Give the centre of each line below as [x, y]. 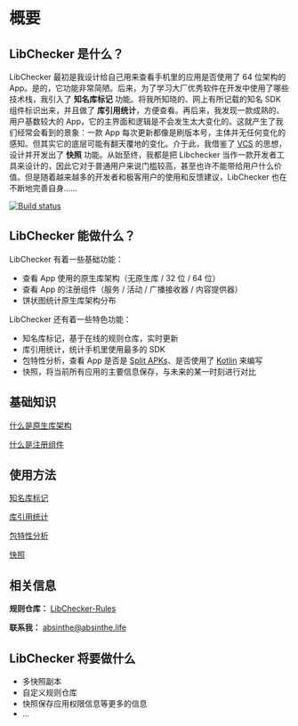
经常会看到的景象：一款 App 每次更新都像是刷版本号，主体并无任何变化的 [151, 133]
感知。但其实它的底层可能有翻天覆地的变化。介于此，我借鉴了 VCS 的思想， [148, 144]
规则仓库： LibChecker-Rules [63, 609]
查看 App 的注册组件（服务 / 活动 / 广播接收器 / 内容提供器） [132, 289]
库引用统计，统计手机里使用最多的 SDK [94, 349]
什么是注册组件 [36, 444]
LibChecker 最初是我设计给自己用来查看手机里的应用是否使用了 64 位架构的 [148, 77]
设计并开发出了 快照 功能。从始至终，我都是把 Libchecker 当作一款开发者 [143, 155]
